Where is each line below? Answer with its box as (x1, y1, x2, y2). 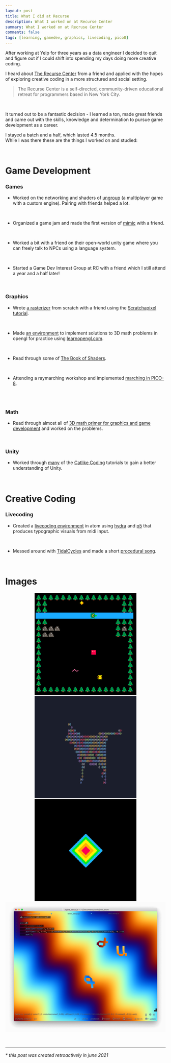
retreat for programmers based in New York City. (17, 91, 121, 97)
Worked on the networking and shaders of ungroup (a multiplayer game (12, 195, 163, 201)
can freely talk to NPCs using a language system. (12, 245, 116, 251)
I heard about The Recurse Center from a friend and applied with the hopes (5, 70, 163, 77)
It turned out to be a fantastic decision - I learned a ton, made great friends (5, 111, 163, 117)
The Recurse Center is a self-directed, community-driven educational (17, 86, 164, 92)
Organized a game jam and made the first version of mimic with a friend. (12, 220, 164, 226)
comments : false (5, 30, 40, 35)
